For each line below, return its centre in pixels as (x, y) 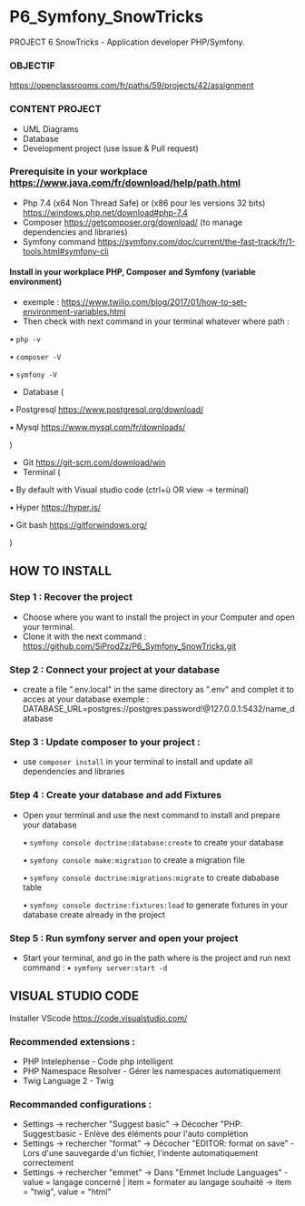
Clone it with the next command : (84, 636)
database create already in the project (94, 914)
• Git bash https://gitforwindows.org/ (79, 525)
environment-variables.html (74, 312)
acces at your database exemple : (86, 699)
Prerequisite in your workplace (79, 172)
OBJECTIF (33, 66)
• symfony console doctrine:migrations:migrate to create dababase (151, 877)
